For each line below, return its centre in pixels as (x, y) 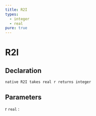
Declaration (23, 70)
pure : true (16, 28)
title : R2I (16, 10)
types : (12, 14)
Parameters (23, 97)
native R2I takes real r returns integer (48, 82)
